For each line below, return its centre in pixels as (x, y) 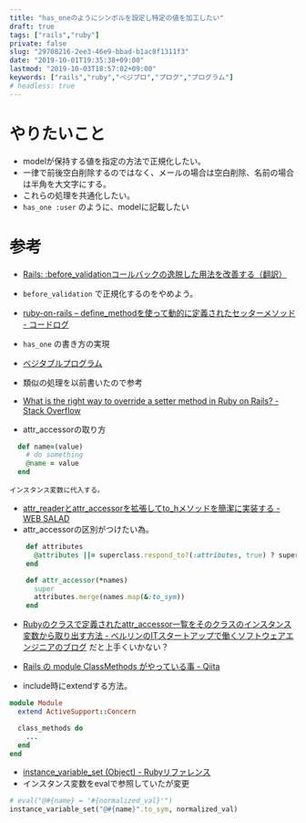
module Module (36, 703)
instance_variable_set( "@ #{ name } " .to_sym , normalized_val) (124, 809)
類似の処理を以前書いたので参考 (82, 382)
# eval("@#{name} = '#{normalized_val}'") (91, 801)
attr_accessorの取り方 (64, 429)
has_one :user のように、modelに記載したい (106, 206)
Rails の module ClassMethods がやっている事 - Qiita (121, 667)
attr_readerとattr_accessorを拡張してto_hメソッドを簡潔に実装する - (151, 508)
